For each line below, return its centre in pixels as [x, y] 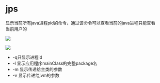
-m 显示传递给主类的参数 [37, 69]
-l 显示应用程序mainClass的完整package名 [55, 63]
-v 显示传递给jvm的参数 [36, 75]
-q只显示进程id [27, 57]
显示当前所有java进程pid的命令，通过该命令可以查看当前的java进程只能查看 [80, 23]
